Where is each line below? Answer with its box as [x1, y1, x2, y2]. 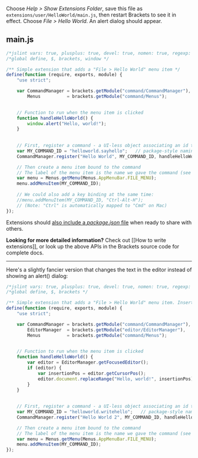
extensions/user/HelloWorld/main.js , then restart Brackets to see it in [6, 11, 177, 18]
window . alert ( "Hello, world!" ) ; [27, 120, 107, 126]
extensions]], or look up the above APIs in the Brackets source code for [6, 243, 180, 250]
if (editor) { [27, 365, 62, 371]
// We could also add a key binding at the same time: [16, 192, 154, 198]
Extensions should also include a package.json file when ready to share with [6, 218, 192, 226]
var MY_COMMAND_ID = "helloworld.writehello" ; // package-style [16, 409, 183, 415]
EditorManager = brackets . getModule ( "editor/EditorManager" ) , [27, 327, 186, 333]
